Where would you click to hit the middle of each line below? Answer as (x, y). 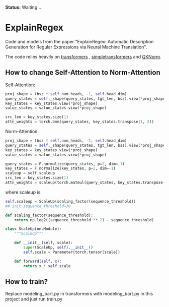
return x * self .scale (47, 266)
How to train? (27, 282)
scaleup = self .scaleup (30, 173)
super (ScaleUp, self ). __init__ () (58, 248)
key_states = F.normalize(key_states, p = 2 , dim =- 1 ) (60, 168)
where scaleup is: (23, 192)
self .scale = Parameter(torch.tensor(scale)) (72, 252)
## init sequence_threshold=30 (38, 206)
